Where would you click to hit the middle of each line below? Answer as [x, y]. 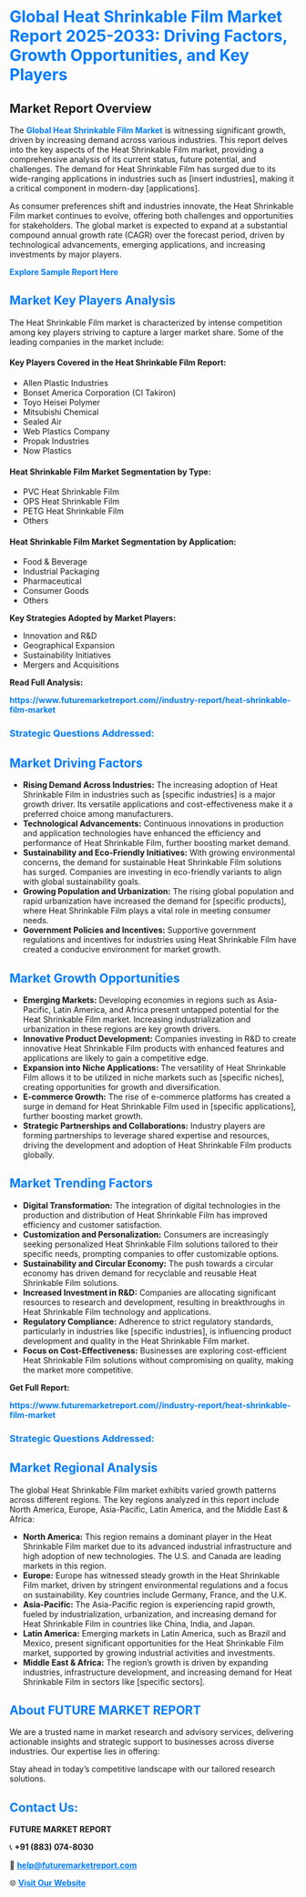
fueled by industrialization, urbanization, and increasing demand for [150, 1614]
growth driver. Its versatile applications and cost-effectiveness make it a [158, 804]
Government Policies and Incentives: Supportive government [139, 930]
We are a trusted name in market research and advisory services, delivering [152, 1732]
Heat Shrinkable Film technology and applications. [117, 1311]
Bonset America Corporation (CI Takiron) [99, 393]
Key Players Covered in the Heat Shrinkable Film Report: [118, 362]
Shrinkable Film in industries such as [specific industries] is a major [149, 795]
